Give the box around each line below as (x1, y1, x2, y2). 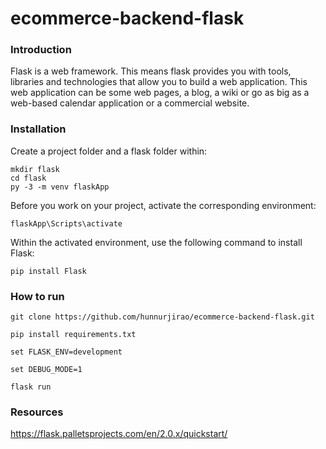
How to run (10, 289, 65, 303)
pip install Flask (10, 266, 87, 276)
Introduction (10, 43, 72, 57)
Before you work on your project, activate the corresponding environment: (10, 199, 317, 211)
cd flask (10, 173, 47, 183)
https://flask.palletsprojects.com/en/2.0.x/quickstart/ (10, 428, 228, 440)
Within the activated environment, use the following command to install (10, 236, 303, 248)
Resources (10, 405, 64, 419)
